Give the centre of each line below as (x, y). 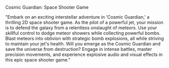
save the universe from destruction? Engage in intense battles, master (79, 49)
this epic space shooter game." (38, 60)
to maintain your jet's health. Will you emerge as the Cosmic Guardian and (83, 44)
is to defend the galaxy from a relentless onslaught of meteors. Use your (81, 28)
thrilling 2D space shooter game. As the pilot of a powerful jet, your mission (84, 22)
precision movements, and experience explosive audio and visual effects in (84, 54)
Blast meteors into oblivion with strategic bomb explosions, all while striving (85, 38)
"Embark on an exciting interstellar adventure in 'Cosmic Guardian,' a (77, 17)
